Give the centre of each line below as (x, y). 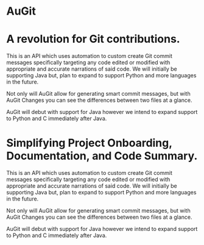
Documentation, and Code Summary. (102, 156)
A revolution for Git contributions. (93, 39)
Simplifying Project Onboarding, (89, 143)
